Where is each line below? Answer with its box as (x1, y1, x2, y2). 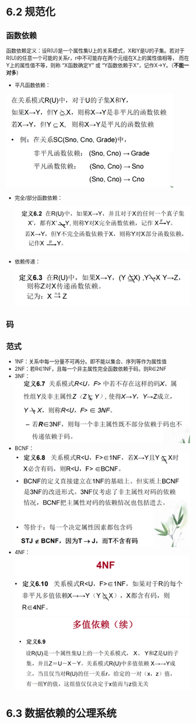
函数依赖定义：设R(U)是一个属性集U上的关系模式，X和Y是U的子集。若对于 (6, 47, 185, 54)
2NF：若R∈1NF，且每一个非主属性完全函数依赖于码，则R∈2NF (14, 366, 167, 373)
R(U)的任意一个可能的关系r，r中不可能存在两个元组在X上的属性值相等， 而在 (6, 54, 190, 62)
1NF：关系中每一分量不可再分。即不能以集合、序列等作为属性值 (14, 358, 167, 365)
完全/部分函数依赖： (14, 194, 63, 201)
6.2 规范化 (6, 5, 55, 19)
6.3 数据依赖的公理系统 (6, 707, 117, 720)
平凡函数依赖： (14, 81, 51, 88)
